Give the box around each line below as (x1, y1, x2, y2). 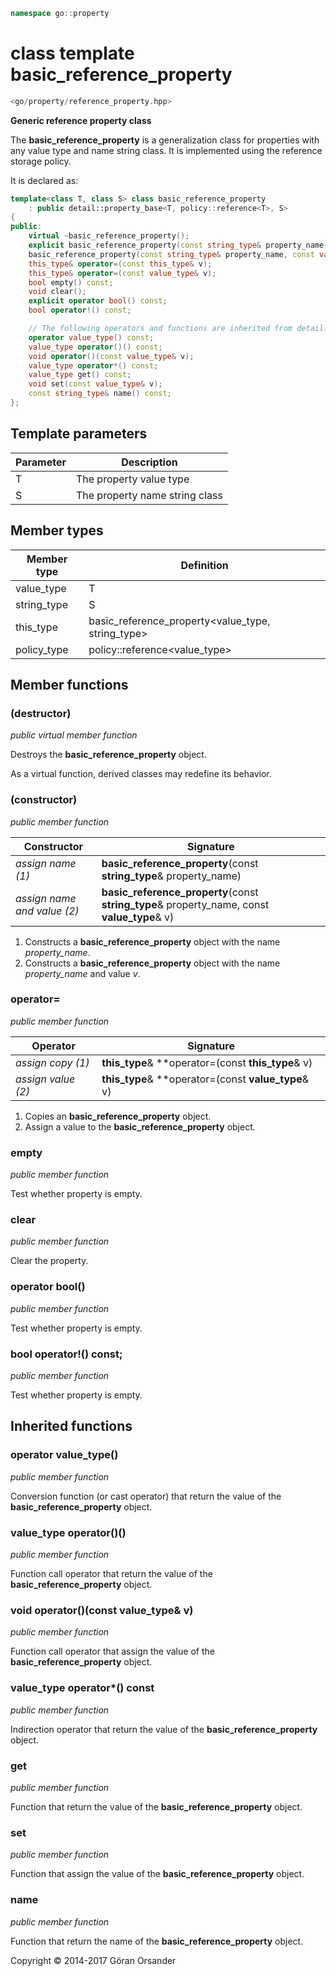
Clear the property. (10, 1255, 89, 1267)
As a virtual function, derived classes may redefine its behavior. (10, 768, 272, 780)
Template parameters (10, 425, 148, 443)
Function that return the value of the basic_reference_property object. (10, 1800, 303, 1813)
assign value (15, 1072, 76, 1086)
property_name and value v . (24, 967, 141, 979)
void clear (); (28, 287, 87, 297)
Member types (10, 522, 104, 539)
